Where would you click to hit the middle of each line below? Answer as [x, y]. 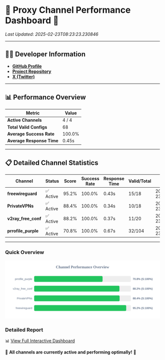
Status [52, 181]
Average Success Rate [31, 134]
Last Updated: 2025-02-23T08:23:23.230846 [52, 34]
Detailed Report [24, 329]
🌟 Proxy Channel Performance [68, 10]
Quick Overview [25, 252]
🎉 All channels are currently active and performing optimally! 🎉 [71, 352]
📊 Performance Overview [45, 97]
